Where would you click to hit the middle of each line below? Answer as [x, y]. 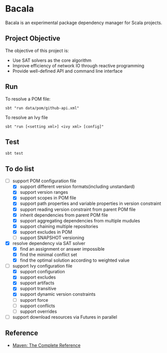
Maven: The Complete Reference [46, 345]
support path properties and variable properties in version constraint [90, 203]
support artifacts [37, 283]
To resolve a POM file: [28, 99]
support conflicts [37, 306]
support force [34, 300]
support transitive [38, 289]
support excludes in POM [46, 232]
